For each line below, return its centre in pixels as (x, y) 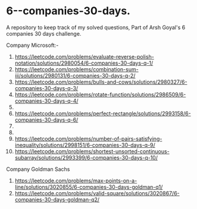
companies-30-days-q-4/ (46, 101)
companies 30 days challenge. (44, 33)
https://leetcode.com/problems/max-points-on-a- (76, 180)
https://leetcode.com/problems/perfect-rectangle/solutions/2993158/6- (103, 113)
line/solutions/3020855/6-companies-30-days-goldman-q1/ (89, 187)
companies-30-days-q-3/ (46, 88)
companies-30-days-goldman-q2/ (57, 199)
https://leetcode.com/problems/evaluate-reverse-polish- (85, 56)
